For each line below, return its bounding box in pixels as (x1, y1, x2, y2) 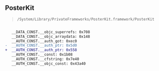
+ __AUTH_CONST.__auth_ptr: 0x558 (5, 48, 77, 53)
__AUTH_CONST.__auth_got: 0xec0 (11, 38, 77, 43)
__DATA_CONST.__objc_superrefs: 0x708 (11, 29, 90, 35)
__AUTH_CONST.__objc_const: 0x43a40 (11, 61, 86, 66)
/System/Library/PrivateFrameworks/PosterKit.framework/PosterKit (17, 17, 155, 21)
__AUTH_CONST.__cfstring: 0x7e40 (11, 57, 79, 62)
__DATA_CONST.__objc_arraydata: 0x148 (11, 34, 90, 39)
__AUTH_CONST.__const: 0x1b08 (11, 52, 73, 57)
